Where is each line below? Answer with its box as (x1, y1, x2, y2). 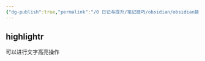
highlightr (6, 32, 44, 42)
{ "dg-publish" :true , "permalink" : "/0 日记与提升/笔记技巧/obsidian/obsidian (6, 9, 195, 15)
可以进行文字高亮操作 (6, 48, 59, 56)
